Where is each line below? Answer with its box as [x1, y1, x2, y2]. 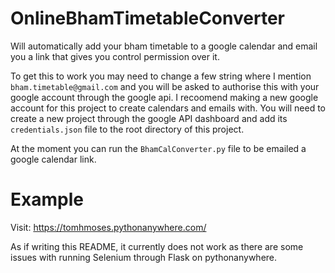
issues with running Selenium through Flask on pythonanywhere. [10, 251, 278, 263]
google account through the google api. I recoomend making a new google [10, 91, 319, 103]
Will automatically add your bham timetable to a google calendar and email [10, 40, 318, 52]
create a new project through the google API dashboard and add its [10, 112, 288, 124]
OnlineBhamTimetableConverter [10, 7, 285, 30]
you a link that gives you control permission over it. [10, 50, 220, 62]
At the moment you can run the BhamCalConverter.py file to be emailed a [10, 142, 307, 154]
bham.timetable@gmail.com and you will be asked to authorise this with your [10, 80, 320, 92]
